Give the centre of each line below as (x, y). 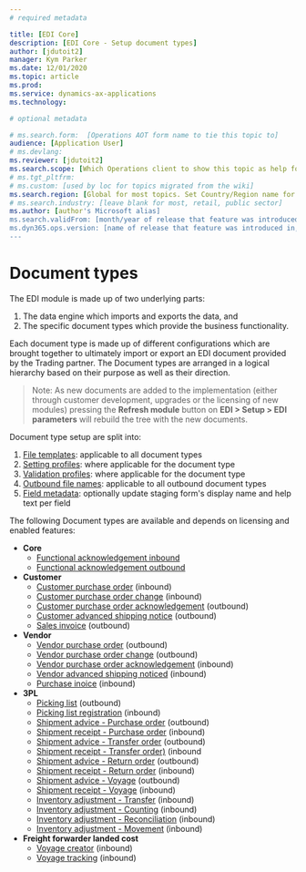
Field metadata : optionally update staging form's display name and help (157, 493)
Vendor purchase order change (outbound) (117, 654)
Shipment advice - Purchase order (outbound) (122, 722)
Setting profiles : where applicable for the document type (128, 464)
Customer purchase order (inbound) (104, 586)
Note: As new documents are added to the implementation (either (154, 390)
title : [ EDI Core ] (44, 34)
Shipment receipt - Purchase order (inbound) (121, 732)
